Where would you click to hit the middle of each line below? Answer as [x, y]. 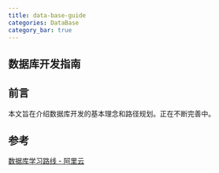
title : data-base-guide [47, 15]
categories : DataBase [44, 23]
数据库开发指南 [45, 64]
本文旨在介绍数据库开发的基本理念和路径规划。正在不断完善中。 [111, 113]
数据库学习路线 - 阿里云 [46, 161]
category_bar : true [40, 30]
